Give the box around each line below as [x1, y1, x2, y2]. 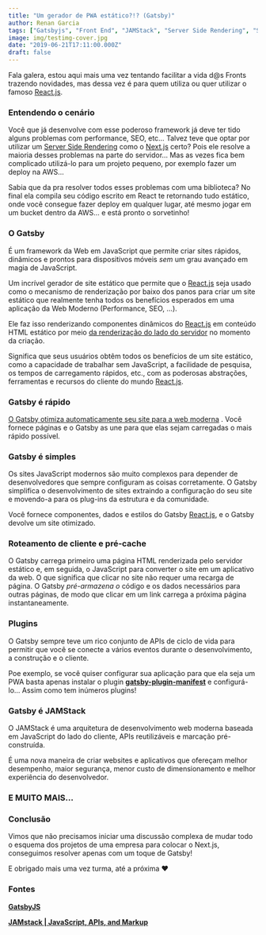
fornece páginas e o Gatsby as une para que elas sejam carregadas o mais [8, 423, 253, 432]
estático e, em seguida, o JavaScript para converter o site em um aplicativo [8, 565, 255, 574]
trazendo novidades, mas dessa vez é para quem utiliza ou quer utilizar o [8, 79, 247, 88]
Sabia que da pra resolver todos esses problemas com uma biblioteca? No [8, 183, 251, 192]
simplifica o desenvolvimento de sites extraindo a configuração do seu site [8, 486, 253, 496]
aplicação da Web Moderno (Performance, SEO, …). [8, 303, 178, 313]
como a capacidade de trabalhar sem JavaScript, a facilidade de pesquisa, [8, 359, 252, 369]
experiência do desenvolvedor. [8, 772, 109, 782]
